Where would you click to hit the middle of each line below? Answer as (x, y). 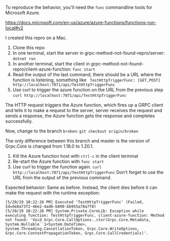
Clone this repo (28, 47)
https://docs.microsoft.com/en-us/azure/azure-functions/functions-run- (81, 23)
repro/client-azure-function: (42, 69)
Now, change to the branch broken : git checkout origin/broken (72, 131)
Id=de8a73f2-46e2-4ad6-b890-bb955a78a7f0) (51, 206)
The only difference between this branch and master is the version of (78, 141)
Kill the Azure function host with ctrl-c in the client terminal (75, 156)
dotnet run (24, 59)
